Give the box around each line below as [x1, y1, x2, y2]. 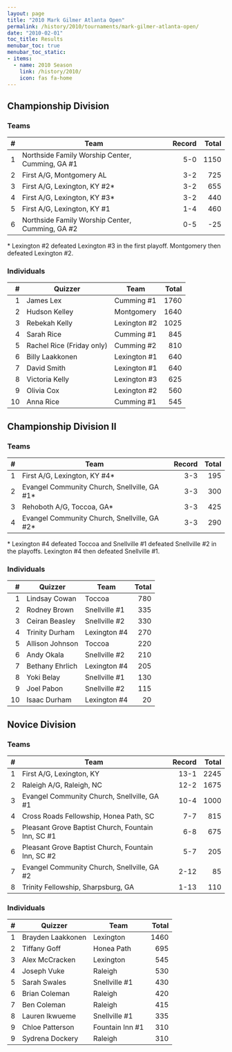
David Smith [26, 363, 66, 373]
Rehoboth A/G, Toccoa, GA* [21, 502, 114, 512]
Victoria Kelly [26, 374, 70, 384]
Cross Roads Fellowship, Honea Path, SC [21, 811, 155, 821]
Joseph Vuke [21, 966, 65, 976]
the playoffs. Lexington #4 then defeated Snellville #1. [7, 547, 160, 556]
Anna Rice [26, 397, 60, 407]
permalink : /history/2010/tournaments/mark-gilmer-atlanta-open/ [7, 23, 199, 30]
